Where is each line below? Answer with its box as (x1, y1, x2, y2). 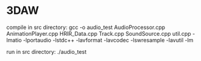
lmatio (6, 36, 22, 43)
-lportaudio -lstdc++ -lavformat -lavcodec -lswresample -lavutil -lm (23, 36, 194, 43)
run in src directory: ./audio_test (6, 48, 87, 55)
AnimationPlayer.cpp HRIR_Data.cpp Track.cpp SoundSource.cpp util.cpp (6, 30, 191, 37)
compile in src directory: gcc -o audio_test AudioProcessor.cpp (6, 24, 166, 31)
